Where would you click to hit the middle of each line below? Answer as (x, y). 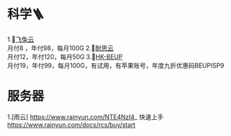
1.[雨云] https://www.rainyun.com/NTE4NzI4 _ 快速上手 (85, 116)
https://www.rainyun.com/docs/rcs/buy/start (72, 124)
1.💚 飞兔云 (21, 39)
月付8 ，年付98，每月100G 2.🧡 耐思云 (60, 48)
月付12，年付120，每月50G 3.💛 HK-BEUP (65, 56)
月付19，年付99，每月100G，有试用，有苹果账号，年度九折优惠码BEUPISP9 (116, 65)
